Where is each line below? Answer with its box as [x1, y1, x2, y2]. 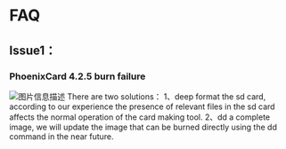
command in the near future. [9, 130, 114, 142]
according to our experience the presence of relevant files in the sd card [9, 101, 275, 112]
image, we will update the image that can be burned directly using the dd [9, 122, 278, 132]
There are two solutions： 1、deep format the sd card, [66, 90, 266, 102]
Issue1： [9, 43, 57, 58]
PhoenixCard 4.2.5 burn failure [9, 70, 146, 82]
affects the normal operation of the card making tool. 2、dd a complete [9, 112, 271, 122]
